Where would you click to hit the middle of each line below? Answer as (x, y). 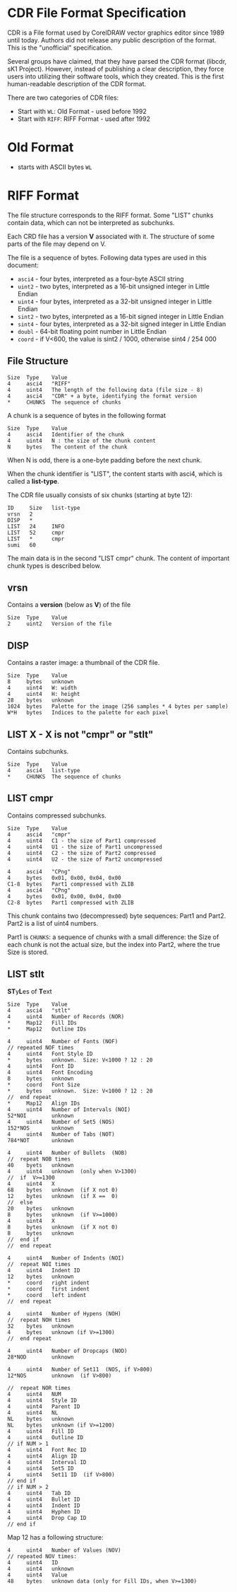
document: (23, 265)
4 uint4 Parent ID (44, 1406)
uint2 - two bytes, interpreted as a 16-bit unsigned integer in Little (114, 286)
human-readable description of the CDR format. (77, 83)
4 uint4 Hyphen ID (44, 1511)
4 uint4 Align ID (42, 1456)
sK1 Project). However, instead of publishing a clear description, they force (116, 69)
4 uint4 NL (33, 1412)
